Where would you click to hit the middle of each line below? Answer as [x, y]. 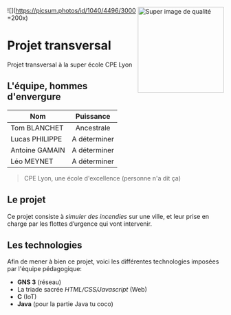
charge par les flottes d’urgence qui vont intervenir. [80, 224]
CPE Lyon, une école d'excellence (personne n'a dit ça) [102, 178]
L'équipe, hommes [47, 86]
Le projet [26, 200]
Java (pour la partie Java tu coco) [65, 304]
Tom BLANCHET [37, 128]
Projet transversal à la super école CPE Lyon [70, 65]
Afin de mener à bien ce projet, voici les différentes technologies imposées [113, 261]
